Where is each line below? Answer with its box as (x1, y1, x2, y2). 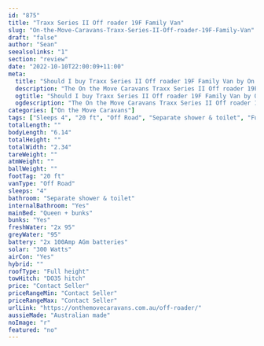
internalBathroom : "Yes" (8, 201, 90, 209)
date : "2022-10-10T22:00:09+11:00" (8, 63, 125, 71)
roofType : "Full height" (8, 267, 90, 275)
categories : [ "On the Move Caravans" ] (8, 107, 135, 115)
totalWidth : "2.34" (8, 143, 72, 151)
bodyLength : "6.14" (8, 128, 72, 136)
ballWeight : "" (8, 165, 58, 173)
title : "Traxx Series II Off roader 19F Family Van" (8, 19, 185, 27)
